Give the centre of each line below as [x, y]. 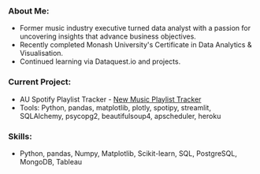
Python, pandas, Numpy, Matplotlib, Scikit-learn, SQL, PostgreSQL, [128, 153]
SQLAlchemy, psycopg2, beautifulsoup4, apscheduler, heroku [120, 116]
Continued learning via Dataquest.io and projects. [100, 61]
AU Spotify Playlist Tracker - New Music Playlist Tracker [110, 99]
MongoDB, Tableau [51, 161]
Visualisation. [41, 54]
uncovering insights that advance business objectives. [108, 36]
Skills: [20, 136]
